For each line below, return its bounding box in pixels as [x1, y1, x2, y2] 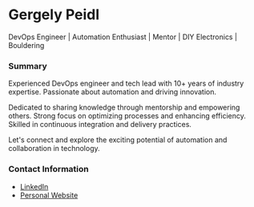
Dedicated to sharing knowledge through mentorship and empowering [8, 102, 240, 113]
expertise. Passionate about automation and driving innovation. [8, 87, 217, 97]
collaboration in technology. [8, 144, 100, 153]
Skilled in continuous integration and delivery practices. [8, 120, 192, 129]
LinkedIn [19, 181, 49, 191]
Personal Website [19, 190, 79, 200]
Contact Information [8, 164, 90, 175]
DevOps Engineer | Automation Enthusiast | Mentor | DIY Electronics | [8, 32, 238, 42]
